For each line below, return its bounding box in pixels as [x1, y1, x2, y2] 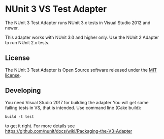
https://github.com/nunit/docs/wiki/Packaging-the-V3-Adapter [5, 128, 132, 134]
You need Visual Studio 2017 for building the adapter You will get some [5, 99, 149, 105]
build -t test [5, 114, 34, 119]
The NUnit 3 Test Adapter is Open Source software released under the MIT [5, 67, 157, 73]
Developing [5, 86, 41, 95]
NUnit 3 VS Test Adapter [5, 3, 107, 15]
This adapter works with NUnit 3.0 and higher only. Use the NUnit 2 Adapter [5, 34, 159, 40]
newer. [5, 25, 19, 30]
